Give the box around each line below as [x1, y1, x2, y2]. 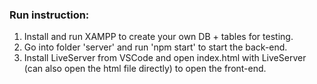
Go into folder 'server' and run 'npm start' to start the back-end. [23, 41, 288, 53]
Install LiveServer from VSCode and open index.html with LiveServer [23, 52, 307, 64]
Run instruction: [9, 8, 90, 22]
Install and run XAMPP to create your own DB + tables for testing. [23, 31, 294, 43]
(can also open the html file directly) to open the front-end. [23, 63, 267, 75]
